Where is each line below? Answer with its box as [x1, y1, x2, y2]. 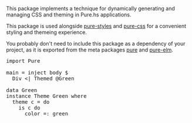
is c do [18, 105, 41, 111]
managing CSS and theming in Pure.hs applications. [6, 11, 132, 18]
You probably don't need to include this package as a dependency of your [6, 40, 186, 47]
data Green [6, 87, 38, 93]
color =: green [24, 111, 69, 117]
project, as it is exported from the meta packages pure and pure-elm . [6, 46, 173, 53]
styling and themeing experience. [6, 29, 87, 36]
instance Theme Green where [6, 93, 87, 99]
